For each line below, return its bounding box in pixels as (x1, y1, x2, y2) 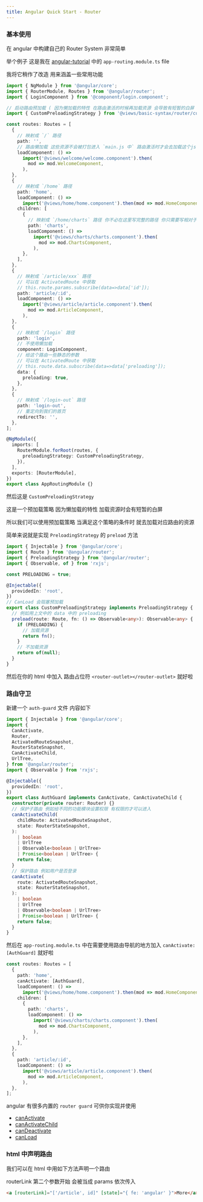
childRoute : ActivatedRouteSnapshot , (17, 817, 112, 823)
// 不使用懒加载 (17, 341, 53, 347)
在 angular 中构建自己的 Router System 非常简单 (6, 45, 126, 52)
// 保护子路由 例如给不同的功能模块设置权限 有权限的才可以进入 (11, 806, 152, 812)
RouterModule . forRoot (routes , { (17, 447, 98, 454)
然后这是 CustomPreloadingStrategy (6, 493, 94, 500)
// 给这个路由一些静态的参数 (17, 352, 80, 358)
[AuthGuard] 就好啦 (6, 949, 54, 956)
